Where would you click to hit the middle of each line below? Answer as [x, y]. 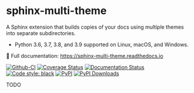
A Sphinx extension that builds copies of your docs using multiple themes [95, 27]
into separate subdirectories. [41, 33]
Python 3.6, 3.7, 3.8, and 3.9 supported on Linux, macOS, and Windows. [102, 44]
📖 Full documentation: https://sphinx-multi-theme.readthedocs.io [85, 56]
